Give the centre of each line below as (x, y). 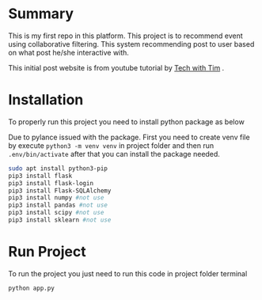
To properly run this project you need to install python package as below (127, 122)
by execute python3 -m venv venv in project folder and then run (111, 145)
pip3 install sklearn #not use (60, 220)
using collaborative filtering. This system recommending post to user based (131, 44)
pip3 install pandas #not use (58, 205)
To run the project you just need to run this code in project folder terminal (128, 273)
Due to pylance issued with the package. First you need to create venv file (129, 137)
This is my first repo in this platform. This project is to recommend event (125, 36)
